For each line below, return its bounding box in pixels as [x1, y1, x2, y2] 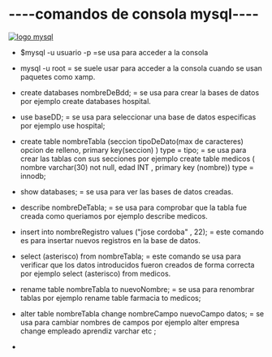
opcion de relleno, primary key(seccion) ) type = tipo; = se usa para [19, 145, 247, 155]
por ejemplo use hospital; [19, 120, 106, 130]
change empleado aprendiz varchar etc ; [19, 326, 157, 336]
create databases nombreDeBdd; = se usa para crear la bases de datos [19, 87, 260, 98]
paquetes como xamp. [19, 72, 96, 81]
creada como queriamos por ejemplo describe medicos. [19, 211, 209, 220]
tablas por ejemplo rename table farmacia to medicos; [19, 293, 201, 303]
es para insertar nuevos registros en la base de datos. [19, 235, 201, 245]
